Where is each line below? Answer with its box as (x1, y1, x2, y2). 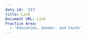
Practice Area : (5, 21, 37, 26)
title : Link (5, 12, 30, 17)
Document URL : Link (5, 16, 46, 21)
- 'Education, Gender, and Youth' (10, 26, 82, 31)
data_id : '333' (5, 7, 37, 12)
